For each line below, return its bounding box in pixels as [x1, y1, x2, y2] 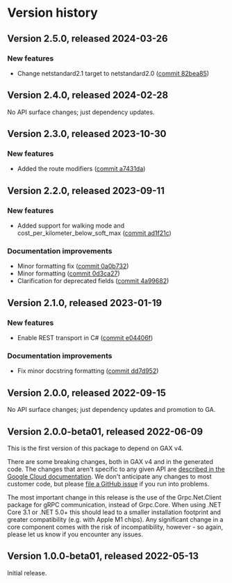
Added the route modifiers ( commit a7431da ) [17, 165, 146, 173]
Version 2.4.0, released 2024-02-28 [7, 89, 169, 102]
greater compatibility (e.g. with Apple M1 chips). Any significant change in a [7, 515, 224, 523]
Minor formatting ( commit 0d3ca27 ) [17, 269, 120, 278]
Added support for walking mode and [17, 221, 125, 230]
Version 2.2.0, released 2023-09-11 [7, 184, 165, 196]
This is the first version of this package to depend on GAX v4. [7, 444, 184, 452]
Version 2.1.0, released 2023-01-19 [7, 297, 162, 309]
